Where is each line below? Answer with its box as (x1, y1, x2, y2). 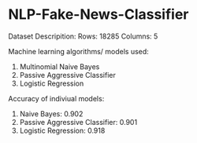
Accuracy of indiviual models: (8, 93, 105, 103)
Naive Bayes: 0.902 (19, 108, 84, 119)
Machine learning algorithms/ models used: (8, 46, 150, 56)
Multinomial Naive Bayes (19, 61, 100, 71)
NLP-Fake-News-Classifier (8, 5, 189, 24)
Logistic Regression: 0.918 (19, 126, 106, 135)
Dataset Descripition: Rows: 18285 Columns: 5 (8, 31, 158, 41)
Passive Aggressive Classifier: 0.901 (19, 117, 138, 126)
